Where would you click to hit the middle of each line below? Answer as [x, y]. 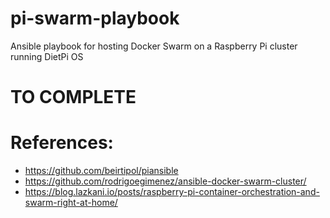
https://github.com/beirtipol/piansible [101, 171]
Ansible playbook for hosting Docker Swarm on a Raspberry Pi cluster [154, 46]
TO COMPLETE [73, 97]
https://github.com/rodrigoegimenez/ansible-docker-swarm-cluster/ [165, 181]
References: [62, 143]
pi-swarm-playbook [95, 18]
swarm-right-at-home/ [71, 203]
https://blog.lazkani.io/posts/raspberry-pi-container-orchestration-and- [172, 192]
